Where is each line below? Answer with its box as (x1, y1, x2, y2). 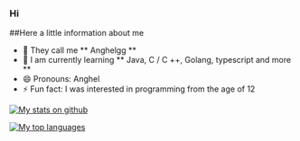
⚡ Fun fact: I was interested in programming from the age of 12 (22, 84, 256, 94)
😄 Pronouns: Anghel (22, 74, 100, 84)
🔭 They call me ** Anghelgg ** (22, 45, 137, 56)
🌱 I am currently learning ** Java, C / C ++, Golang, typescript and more (22, 55, 292, 66)
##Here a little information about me (9, 28, 145, 39)
